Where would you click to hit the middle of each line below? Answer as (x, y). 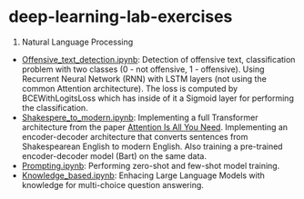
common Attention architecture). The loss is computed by (130, 88)
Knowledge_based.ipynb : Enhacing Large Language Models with (143, 175)
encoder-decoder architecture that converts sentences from (135, 136)
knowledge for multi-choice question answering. (112, 184)
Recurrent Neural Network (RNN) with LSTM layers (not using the (144, 78)
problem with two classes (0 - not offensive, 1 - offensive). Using (143, 69)
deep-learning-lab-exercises (121, 17)
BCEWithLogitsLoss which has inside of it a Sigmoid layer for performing (158, 98)
